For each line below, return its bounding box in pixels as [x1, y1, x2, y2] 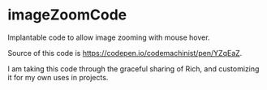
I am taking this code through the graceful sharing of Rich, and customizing [7, 63, 260, 74]
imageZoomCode [7, 6, 127, 24]
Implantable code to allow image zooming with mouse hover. [7, 32, 210, 42]
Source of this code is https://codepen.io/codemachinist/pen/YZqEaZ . [7, 48, 243, 58]
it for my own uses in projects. [7, 72, 109, 82]
